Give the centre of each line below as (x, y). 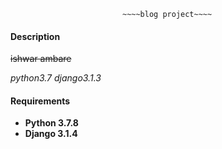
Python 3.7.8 (51, 123)
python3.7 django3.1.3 (56, 78)
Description (35, 36)
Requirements (40, 101)
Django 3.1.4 (51, 134)
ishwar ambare (41, 59)
